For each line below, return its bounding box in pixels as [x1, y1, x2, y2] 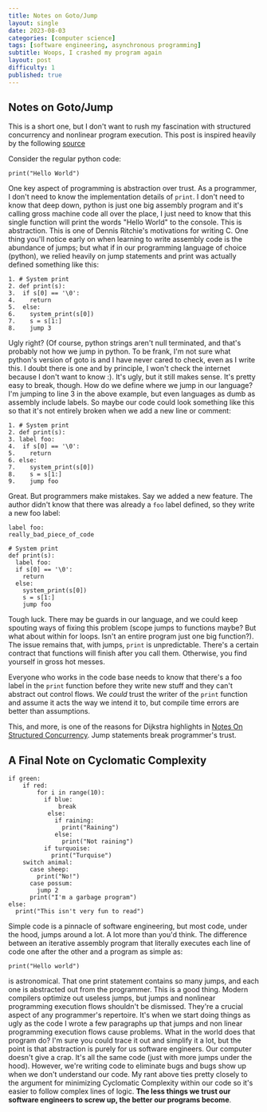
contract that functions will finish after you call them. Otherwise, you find [8, 648, 247, 659]
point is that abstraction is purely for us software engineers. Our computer [8, 1044, 253, 1054]
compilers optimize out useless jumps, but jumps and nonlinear [8, 993, 216, 1003]
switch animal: [22, 859, 73, 867]
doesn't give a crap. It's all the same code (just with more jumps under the [8, 1053, 253, 1063]
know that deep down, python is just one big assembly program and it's [8, 200, 243, 210]
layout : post [8, 57, 52, 65]
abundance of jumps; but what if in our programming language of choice [8, 243, 247, 252]
